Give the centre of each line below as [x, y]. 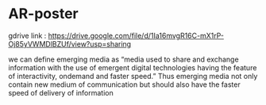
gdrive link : [27, 36]
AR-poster [43, 14]
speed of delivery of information [61, 92]
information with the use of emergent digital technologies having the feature [133, 67]
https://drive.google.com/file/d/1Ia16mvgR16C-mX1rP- [136, 36]
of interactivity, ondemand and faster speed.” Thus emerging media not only [133, 76]
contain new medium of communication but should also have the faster [124, 84]
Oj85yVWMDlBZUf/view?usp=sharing [70, 43]
